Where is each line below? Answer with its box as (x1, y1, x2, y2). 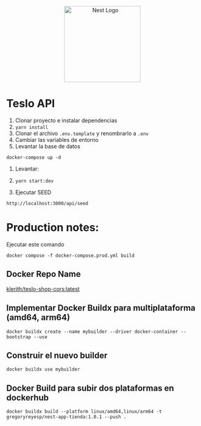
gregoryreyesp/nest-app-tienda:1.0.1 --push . (6, 414, 127, 420)
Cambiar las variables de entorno (15, 136, 99, 143)
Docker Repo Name (6, 269, 81, 279)
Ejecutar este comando (6, 240, 65, 248)
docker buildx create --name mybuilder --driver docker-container (6, 329, 178, 335)
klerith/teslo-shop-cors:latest (6, 285, 80, 292)
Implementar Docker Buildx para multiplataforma (6, 303, 196, 313)
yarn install (15, 124, 49, 130)
